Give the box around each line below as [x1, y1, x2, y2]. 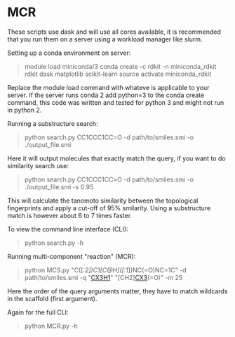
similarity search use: [7, 161, 69, 170]
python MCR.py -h [24, 322, 79, 330]
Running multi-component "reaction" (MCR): [7, 252, 136, 260]
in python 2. [7, 106, 42, 114]
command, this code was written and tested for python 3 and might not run [7, 98, 224, 106]
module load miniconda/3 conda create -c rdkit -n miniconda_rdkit [24, 62, 217, 70]
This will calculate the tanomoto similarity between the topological [7, 196, 199, 205]
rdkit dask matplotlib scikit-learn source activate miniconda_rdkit [24, 70, 212, 78]
